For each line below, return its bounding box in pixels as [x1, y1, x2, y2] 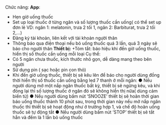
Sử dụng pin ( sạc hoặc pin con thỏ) [12, 67, 86, 73]
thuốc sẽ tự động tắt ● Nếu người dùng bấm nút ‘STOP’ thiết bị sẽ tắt [12, 109, 155, 115]
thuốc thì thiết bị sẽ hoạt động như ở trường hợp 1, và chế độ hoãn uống [12, 104, 160, 110]
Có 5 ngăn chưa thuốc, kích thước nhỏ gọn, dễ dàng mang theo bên [12, 56, 152, 62]
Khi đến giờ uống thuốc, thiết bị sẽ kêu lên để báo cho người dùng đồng [12, 72, 160, 78]
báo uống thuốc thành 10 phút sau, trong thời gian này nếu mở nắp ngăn [12, 99, 161, 104]
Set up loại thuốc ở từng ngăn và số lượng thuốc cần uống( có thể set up [12, 19, 162, 25]
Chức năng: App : [5, 4, 41, 10]
